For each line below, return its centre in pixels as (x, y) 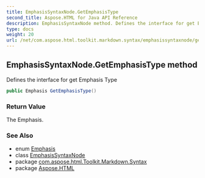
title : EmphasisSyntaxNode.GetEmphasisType (63, 12)
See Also (20, 135)
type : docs (20, 29)
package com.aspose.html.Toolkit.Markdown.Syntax (81, 162)
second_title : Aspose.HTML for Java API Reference (72, 18)
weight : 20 (20, 35)
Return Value (26, 106)
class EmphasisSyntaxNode (50, 155)
